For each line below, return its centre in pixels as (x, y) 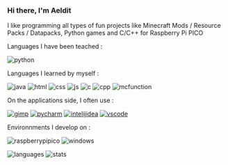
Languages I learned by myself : (53, 73)
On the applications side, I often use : (60, 100)
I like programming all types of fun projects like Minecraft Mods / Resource (114, 26)
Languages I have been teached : (55, 47)
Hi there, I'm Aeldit (39, 10)
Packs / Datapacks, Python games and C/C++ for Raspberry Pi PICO (105, 33)
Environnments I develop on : (49, 127)
